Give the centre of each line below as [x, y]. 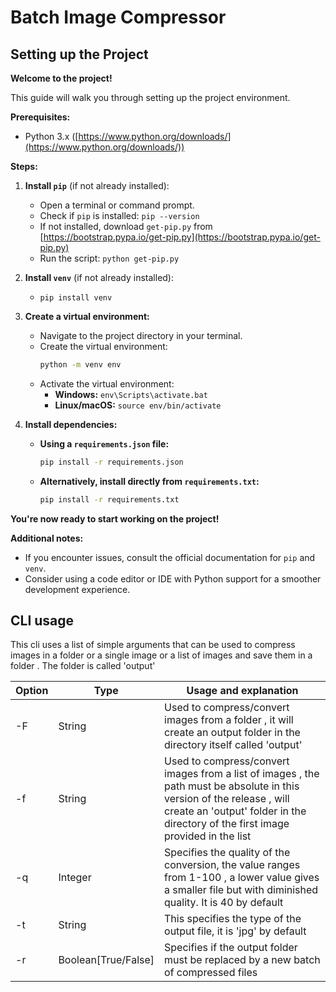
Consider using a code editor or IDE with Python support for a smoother [173, 578]
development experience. [77, 589]
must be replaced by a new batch [242, 960]
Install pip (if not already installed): [97, 185]
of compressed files [211, 973]
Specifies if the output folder [231, 948]
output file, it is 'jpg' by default [235, 931]
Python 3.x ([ [51, 136]
